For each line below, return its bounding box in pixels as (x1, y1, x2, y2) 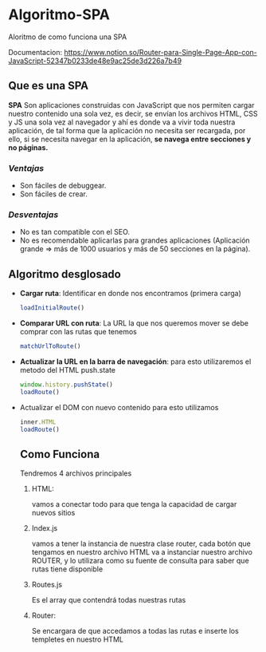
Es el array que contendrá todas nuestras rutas (31, 595, 186, 605)
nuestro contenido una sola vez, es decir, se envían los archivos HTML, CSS (8, 109, 258, 118)
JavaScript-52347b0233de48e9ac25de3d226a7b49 (8, 56, 182, 65)
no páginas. (8, 142, 49, 152)
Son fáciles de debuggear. (19, 181, 107, 191)
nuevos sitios (31, 508, 76, 518)
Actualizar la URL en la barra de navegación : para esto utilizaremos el (19, 357, 252, 366)
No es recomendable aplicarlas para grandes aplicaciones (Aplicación (19, 235, 250, 245)
